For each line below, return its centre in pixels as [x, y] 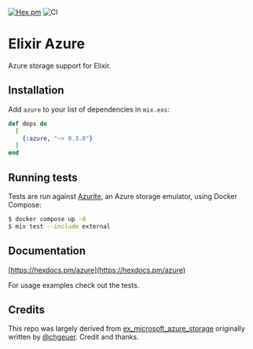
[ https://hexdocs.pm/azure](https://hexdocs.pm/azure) [97, 270]
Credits [27, 309]
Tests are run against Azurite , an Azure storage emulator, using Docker [123, 196]
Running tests [43, 177]
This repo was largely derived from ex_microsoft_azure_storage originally [127, 329]
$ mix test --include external [59, 226]
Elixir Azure [46, 44]
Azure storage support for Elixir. [60, 65]
